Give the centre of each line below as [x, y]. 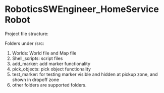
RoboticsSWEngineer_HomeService [82, 9]
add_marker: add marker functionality [51, 63]
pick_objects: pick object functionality [51, 69]
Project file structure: [27, 33]
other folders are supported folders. [49, 85]
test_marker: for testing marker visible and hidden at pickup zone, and [85, 74]
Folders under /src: [24, 43]
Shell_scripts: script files [37, 58]
